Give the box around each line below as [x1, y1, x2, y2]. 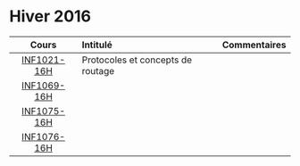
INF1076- [21, 130, 65, 143]
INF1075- [21, 104, 65, 117]
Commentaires [221, 38, 287, 51]
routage [81, 64, 115, 77]
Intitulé [81, 38, 113, 51]
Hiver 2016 [9, 6, 92, 27]
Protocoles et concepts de [81, 54, 193, 66]
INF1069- [21, 79, 65, 91]
